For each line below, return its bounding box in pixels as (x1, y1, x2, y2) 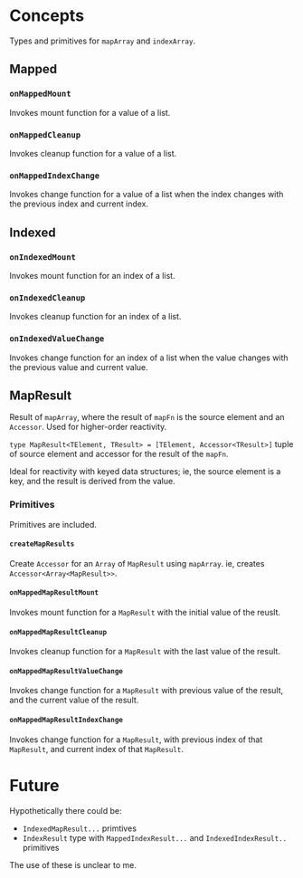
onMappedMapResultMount (9, 588, 99, 597)
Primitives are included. (9, 519, 98, 530)
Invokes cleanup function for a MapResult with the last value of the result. (9, 646, 280, 657)
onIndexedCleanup (9, 292, 86, 303)
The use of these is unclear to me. (9, 859, 137, 870)
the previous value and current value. (9, 361, 149, 372)
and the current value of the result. (9, 694, 139, 706)
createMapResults (9, 539, 75, 549)
